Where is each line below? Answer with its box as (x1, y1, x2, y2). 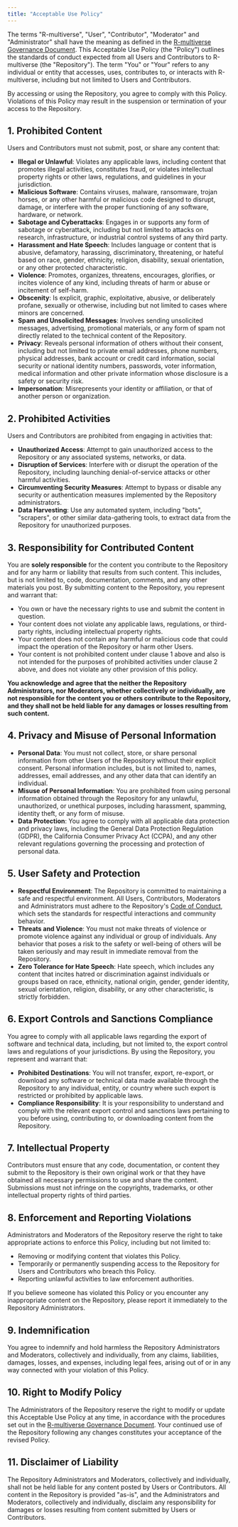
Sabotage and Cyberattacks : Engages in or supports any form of (17, 218, 210, 226)
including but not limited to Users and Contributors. (41, 75, 192, 84)
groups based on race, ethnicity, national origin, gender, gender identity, (17, 977, 229, 986)
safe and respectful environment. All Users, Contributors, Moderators (17, 894, 221, 903)
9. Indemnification (7, 1324, 90, 1336)
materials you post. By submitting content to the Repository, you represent (7, 583, 225, 592)
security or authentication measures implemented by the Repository (17, 490, 217, 499)
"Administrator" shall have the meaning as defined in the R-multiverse (7, 37, 212, 46)
